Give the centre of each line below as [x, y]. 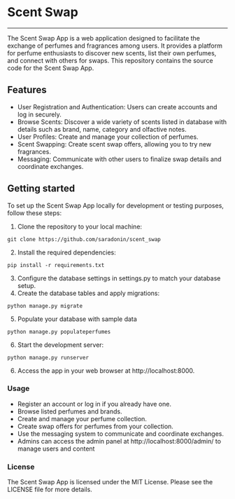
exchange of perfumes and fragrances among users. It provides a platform [115, 46]
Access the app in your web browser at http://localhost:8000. [106, 370]
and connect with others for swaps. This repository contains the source [110, 60]
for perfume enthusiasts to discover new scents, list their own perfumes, [112, 53]
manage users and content [56, 449]
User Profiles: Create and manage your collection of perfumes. [108, 137]
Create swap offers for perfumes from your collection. [95, 426]
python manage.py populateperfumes [59, 331]
